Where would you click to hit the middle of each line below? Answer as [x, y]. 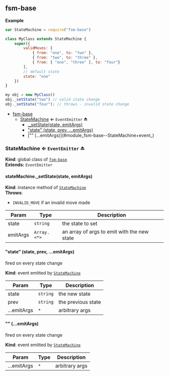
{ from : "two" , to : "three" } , [65, 58]
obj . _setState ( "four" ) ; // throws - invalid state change [67, 104]
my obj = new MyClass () [30, 95]
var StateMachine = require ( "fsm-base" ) [48, 30]
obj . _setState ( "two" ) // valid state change [53, 100]
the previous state [80, 302]
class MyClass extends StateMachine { [46, 39]
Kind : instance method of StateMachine [46, 187]
